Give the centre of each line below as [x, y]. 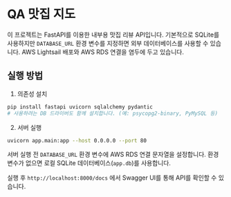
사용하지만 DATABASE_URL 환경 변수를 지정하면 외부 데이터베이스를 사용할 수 [108, 43]
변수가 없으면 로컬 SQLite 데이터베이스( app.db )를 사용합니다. [89, 163]
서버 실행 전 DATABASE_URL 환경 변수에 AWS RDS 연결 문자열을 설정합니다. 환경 [113, 154]
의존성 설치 [32, 93]
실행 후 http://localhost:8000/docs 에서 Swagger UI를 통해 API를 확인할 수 [112, 178]
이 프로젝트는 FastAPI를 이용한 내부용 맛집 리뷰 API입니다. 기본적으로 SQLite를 [113, 35]
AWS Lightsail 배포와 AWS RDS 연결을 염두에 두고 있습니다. [103, 52]
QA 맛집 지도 [41, 14]
